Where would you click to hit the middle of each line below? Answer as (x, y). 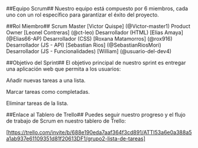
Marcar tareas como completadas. (48, 92)
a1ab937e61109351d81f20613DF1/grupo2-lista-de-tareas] (76, 139)
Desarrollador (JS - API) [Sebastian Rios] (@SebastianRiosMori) (84, 45)
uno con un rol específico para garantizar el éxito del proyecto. (83, 15)
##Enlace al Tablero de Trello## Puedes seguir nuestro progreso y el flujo (96, 115)
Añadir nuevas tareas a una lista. (46, 80)
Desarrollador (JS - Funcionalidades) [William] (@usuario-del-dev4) (89, 51)
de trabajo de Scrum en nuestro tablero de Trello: (66, 121)
